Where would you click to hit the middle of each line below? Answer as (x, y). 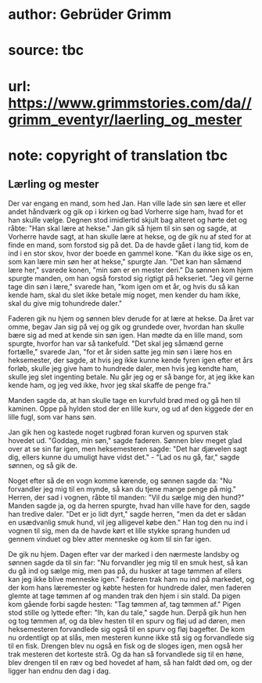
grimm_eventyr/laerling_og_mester (125, 120)
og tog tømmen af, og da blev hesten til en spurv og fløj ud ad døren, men (127, 620)
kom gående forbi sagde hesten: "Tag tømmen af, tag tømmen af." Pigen (124, 604)
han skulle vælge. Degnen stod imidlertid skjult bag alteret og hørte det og (128, 220)
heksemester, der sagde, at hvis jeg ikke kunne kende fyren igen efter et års (131, 360)
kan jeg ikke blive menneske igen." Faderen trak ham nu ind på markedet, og (131, 579)
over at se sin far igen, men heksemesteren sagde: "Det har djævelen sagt (128, 449)
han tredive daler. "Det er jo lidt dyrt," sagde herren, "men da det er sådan (127, 514)
